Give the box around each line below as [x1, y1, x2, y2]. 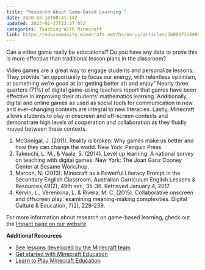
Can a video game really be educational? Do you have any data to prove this [6, 48, 198, 56]
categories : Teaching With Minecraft [6, 26, 103, 32]
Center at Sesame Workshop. [15, 163, 90, 170]
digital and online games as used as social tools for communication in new [6, 99, 193, 107]
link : [6, 32, 20, 38]
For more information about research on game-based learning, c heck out [6, 214, 190, 221]
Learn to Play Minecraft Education [15, 257, 101, 265]
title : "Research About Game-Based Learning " [6, 9, 127, 15]
